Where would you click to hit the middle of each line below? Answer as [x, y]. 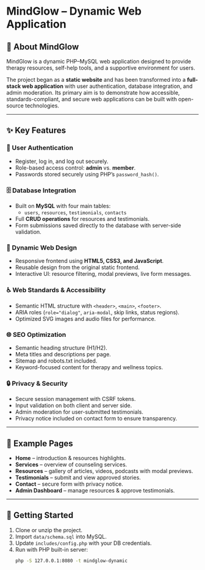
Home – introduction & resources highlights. [70, 458]
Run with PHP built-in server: [52, 549]
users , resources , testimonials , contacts [75, 212]
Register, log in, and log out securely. [62, 161]
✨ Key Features [36, 130]
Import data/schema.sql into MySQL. [61, 536]
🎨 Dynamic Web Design [42, 247]
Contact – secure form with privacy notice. [69, 484]
